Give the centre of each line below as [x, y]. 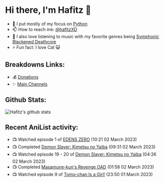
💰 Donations [25, 77]
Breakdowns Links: [35, 65]
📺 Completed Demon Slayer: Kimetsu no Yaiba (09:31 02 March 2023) [84, 147]
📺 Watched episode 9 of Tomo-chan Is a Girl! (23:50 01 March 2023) [82, 175]
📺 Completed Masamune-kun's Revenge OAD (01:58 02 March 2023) [83, 167]
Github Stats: [26, 100]
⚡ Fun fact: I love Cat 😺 [36, 47]
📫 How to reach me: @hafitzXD [45, 29]
